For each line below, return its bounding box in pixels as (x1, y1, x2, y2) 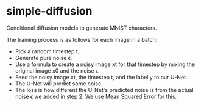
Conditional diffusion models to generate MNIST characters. (6, 24, 157, 31)
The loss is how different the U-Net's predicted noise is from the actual (15, 86, 194, 93)
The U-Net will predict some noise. (15, 80, 103, 87)
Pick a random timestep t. (15, 47, 80, 55)
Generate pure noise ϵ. (15, 54, 72, 61)
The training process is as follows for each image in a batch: (6, 36, 158, 43)
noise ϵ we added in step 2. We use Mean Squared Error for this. (15, 93, 177, 100)
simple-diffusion (6, 4, 93, 18)
